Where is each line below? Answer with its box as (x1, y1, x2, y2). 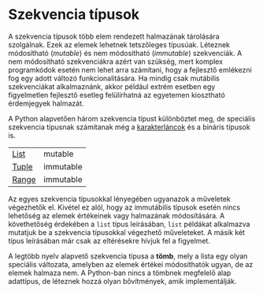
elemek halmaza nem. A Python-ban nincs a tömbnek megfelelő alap (8, 268, 232, 277)
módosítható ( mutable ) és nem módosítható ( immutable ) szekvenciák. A (8, 48, 243, 58)
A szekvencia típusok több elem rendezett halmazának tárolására (8, 32, 220, 41)
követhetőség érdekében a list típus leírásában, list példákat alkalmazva (8, 219, 250, 229)
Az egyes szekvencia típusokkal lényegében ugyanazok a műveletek (8, 194, 231, 203)
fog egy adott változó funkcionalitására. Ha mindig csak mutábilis (8, 73, 220, 83)
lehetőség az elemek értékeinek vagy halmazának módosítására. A (8, 210, 225, 220)
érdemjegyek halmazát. (8, 99, 84, 108)
